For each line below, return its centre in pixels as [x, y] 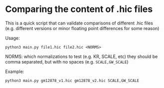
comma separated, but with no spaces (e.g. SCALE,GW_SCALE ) [67, 61]
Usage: [12, 38]
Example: [15, 71]
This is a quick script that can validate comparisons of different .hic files [79, 23]
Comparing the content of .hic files [79, 9]
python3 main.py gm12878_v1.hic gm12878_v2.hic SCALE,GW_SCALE [72, 80]
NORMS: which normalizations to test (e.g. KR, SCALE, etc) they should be [82, 56]
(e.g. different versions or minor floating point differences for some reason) [82, 28]
